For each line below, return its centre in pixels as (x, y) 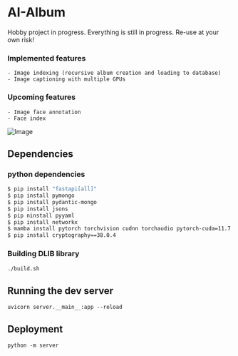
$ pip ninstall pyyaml (41, 215)
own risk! (21, 39)
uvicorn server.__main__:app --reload (65, 307)
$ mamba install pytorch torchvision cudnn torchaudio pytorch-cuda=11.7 (119, 229)
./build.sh (24, 268)
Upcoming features (42, 97)
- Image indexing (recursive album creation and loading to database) (114, 73)
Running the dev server (61, 291)
